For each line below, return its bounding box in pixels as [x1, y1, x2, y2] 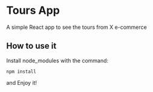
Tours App [6, 4, 60, 17]
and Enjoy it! [6, 79, 37, 86]
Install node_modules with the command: [6, 57, 109, 64]
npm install [6, 69, 36, 75]
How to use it [6, 41, 57, 51]
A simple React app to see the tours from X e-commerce [6, 23, 147, 31]
